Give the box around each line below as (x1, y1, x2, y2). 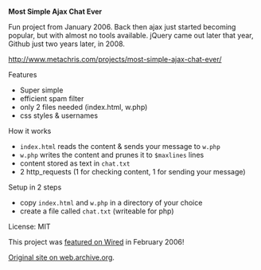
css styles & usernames (19, 111, 98, 120)
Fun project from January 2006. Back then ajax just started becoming (8, 22, 236, 31)
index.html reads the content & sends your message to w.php (19, 142, 220, 151)
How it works (8, 127, 52, 135)
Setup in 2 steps (8, 182, 62, 192)
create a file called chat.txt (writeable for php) (19, 206, 174, 216)
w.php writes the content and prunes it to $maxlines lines (19, 151, 205, 159)
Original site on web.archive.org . (8, 252, 115, 262)
